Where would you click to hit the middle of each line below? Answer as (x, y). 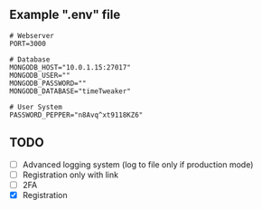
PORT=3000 (28, 43)
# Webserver (32, 35)
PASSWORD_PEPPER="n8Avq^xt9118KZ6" (76, 115)
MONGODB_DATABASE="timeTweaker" (70, 91)
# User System (36, 107)
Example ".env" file (65, 15)
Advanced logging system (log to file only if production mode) (138, 164)
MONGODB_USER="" (40, 75)
